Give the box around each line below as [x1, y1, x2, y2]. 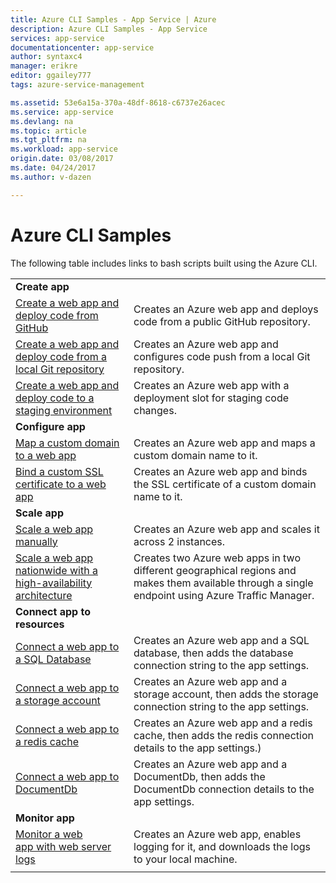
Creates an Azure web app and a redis [133, 716, 313, 730]
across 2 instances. [133, 534, 226, 548]
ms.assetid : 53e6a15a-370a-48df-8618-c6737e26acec [10, 97, 226, 108]
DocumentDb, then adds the [133, 769, 266, 783]
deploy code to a [15, 391, 95, 405]
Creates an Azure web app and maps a [133, 436, 316, 450]
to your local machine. [133, 852, 238, 866]
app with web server [15, 839, 112, 853]
